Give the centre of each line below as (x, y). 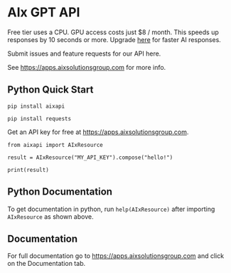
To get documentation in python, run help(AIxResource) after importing (111, 209)
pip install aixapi (36, 106)
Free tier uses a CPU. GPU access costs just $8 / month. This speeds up (113, 32)
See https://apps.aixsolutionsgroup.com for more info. (87, 67)
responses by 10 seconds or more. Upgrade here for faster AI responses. (114, 39)
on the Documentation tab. (47, 264)
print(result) (28, 170)
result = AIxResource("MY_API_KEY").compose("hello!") (90, 158)
